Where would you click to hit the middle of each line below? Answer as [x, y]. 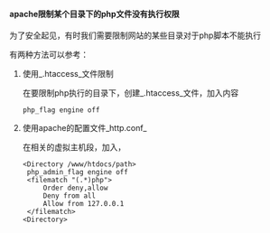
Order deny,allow [75, 188]
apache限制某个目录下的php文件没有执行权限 [94, 14]
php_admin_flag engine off [77, 172]
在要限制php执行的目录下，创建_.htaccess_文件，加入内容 [130, 93]
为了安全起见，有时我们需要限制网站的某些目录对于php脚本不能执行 [135, 35]
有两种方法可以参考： [49, 55]
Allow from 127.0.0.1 [84, 204]
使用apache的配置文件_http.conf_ [84, 128]
